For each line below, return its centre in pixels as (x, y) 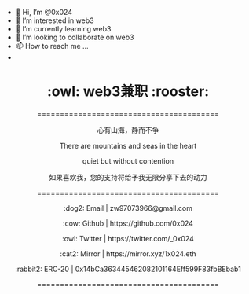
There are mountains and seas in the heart (128, 145)
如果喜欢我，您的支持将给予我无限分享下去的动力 (128, 177)
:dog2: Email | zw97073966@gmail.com (128, 208)
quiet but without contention (128, 160)
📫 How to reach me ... (52, 46)
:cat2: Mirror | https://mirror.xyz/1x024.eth (128, 254)
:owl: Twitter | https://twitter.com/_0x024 (128, 238)
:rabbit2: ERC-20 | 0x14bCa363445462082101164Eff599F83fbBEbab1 (128, 269)
